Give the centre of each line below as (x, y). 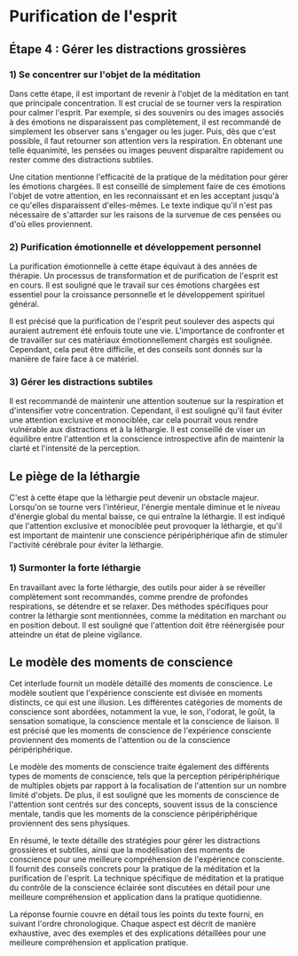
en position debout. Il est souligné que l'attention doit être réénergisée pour (147, 625)
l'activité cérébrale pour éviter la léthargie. (86, 545)
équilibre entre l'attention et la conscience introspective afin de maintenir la (147, 439)
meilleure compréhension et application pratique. (99, 943)
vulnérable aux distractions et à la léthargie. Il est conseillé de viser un (137, 430)
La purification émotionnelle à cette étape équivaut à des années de (133, 266)
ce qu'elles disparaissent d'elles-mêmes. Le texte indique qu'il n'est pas (141, 205)
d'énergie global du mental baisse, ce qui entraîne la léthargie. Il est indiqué (147, 517)
